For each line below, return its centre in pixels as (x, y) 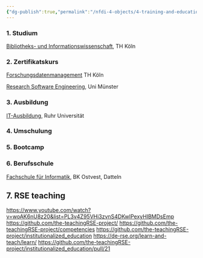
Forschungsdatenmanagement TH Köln (55, 75)
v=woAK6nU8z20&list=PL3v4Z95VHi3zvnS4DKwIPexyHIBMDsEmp (90, 217)
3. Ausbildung (27, 102)
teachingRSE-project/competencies (51, 230)
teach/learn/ (22, 242)
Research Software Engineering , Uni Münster (63, 87)
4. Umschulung (29, 131)
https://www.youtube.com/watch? (49, 210)
